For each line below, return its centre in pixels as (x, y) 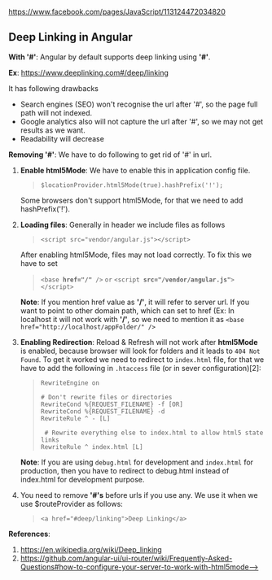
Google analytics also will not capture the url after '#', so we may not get (141, 121)
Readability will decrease (62, 138)
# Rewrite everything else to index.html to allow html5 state (154, 433)
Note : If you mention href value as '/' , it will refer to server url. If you (135, 302)
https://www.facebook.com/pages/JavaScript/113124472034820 (117, 12)
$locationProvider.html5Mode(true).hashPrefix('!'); (132, 185)
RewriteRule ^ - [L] (75, 418)
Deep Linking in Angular (70, 37)
